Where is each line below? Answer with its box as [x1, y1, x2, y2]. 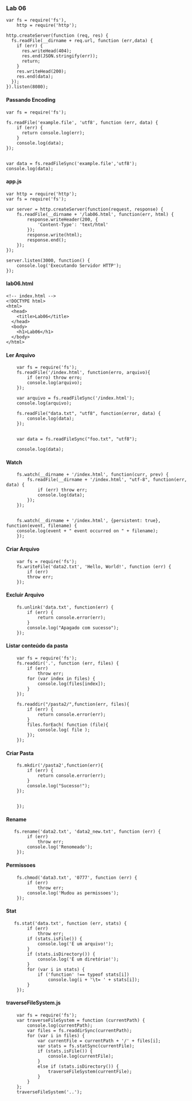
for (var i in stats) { [27, 966, 85, 972]
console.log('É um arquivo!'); [37, 941, 114, 946]
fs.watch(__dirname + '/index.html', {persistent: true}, [16, 518, 161, 524]
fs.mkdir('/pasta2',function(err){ [16, 763, 104, 769]
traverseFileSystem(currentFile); [47, 1068, 132, 1075]
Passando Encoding [6, 96, 56, 103]
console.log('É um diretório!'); [37, 956, 119, 962]
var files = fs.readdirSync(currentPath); [27, 1027, 132, 1034]
